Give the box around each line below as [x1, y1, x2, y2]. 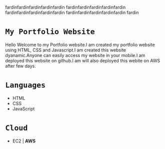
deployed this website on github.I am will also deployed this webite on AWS [5, 57, 160, 63]
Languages [5, 80, 46, 90]
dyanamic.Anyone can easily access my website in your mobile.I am [5, 52, 145, 58]
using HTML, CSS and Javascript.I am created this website [5, 47, 126, 53]
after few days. [5, 62, 36, 69]
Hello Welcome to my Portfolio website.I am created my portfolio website [5, 41, 155, 47]
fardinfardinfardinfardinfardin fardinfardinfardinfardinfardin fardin [5, 9, 139, 15]
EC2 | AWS [12, 137, 36, 144]
